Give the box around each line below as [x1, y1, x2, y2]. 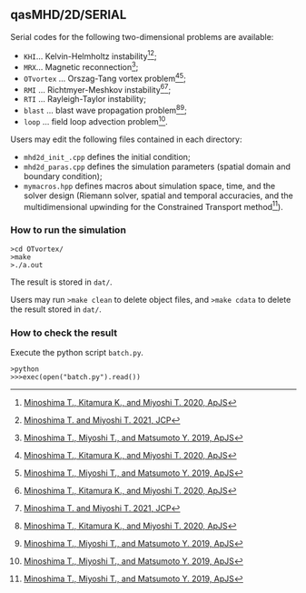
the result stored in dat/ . [10, 304, 103, 315]
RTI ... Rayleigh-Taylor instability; [23, 94, 146, 105]
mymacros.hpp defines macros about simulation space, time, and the [23, 180, 276, 191]
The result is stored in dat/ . [10, 276, 113, 287]
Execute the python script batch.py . [10, 347, 144, 357]
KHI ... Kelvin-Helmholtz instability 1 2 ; [23, 49, 157, 62]
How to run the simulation [10, 224, 126, 236]
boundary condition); [23, 170, 103, 181]
